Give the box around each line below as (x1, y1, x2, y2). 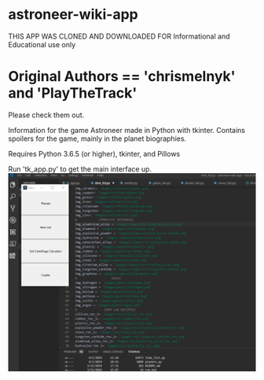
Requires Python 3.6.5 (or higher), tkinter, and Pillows (8, 149, 181, 158)
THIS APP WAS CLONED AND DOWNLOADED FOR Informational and (8, 31, 230, 41)
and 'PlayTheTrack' (8, 84, 137, 102)
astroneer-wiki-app (8, 6, 139, 24)
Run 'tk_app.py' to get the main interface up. (8, 164, 152, 174)
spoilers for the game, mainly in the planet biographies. (8, 134, 187, 143)
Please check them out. (8, 110, 85, 120)
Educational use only (8, 39, 76, 49)
